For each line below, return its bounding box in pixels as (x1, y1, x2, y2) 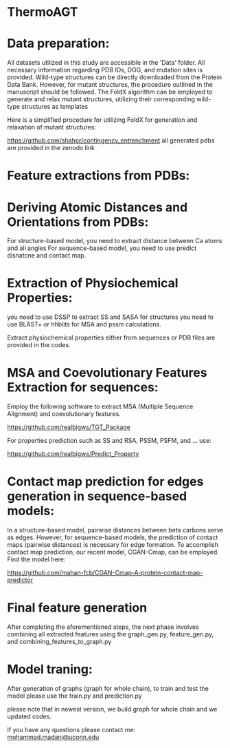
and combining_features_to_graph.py (7, 638, 112, 645)
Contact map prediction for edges (7, 474, 204, 490)
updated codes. (7, 712, 51, 720)
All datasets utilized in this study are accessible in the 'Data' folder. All (7, 59, 205, 67)
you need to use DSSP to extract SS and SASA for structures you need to (7, 313, 214, 321)
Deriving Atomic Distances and (7, 199, 188, 215)
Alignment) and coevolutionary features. (7, 410, 122, 418)
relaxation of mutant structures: (7, 123, 96, 132)
